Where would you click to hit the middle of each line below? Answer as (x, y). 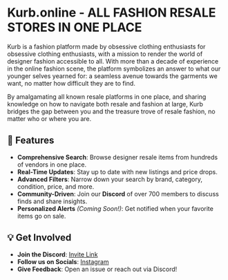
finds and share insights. (52, 201)
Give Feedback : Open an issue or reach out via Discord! (97, 269)
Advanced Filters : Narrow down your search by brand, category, (110, 179)
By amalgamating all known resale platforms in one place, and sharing (107, 96)
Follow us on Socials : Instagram (63, 261)
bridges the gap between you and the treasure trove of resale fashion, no (111, 111)
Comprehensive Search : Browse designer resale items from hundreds (117, 157)
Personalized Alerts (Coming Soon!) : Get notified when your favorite (115, 208)
